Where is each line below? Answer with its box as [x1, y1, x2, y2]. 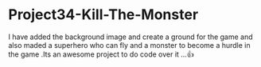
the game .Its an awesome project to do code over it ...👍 [8, 49, 194, 59]
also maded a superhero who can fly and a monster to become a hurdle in [8, 40, 251, 49]
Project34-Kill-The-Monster [8, 6, 199, 24]
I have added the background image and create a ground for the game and [8, 32, 253, 41]
